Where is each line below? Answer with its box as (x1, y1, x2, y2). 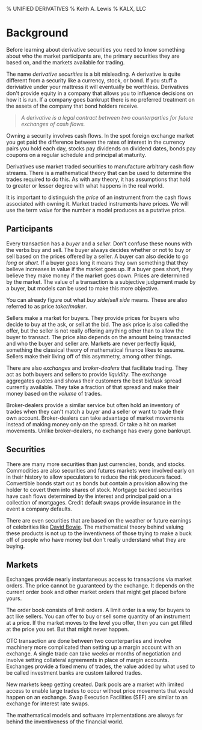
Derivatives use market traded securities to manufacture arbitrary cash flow (6, 162, 194, 170)
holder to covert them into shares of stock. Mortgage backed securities (6, 486, 183, 493)
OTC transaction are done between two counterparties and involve (6, 637, 171, 645)
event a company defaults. (6, 505, 72, 512)
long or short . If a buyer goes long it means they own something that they (6, 259, 188, 266)
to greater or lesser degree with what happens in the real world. (6, 182, 164, 189)
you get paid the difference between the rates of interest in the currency (6, 138, 185, 146)
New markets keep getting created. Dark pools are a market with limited (6, 681, 185, 688)
